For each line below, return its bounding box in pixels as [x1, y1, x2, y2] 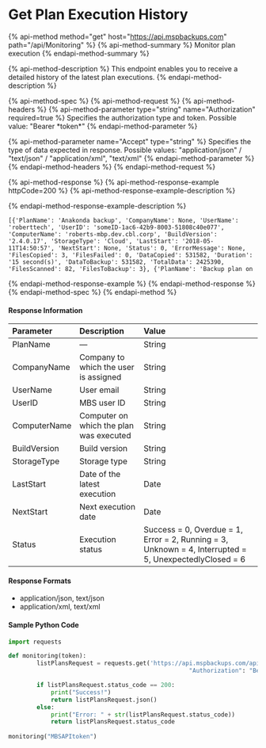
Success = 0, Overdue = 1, [143, 525, 243, 536]
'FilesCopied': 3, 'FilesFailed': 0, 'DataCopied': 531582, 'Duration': [8, 251, 253, 259]
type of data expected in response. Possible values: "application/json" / [8, 145, 242, 155]
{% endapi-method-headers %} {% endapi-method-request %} [8, 162, 216, 171]
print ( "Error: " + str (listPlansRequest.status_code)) [50, 711, 236, 719]
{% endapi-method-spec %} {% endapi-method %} [8, 287, 177, 296]
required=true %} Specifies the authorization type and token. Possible [8, 113, 237, 122]
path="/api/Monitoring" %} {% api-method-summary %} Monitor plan [8, 40, 236, 49]
